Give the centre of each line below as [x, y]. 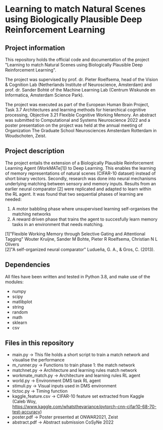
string [18, 307]
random [20, 312]
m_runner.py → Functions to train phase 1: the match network [73, 365]
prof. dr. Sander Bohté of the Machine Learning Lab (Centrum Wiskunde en [80, 90]
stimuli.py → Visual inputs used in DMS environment [64, 386]
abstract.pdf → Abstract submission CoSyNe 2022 [63, 422]
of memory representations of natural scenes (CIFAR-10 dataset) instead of [80, 173]
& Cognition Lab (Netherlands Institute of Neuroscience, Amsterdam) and [78, 85]
